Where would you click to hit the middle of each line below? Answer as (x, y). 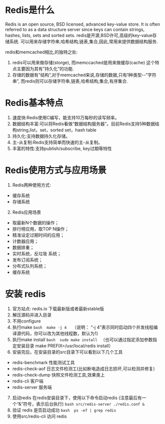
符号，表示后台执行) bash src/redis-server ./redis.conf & (84, 404)
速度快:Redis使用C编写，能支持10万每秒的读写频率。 (66, 117)
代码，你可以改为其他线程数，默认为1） (61, 333)
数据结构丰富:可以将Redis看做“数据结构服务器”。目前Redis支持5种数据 (84, 124)
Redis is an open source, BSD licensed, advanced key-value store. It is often (83, 24)
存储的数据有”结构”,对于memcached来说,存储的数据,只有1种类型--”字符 (84, 75)
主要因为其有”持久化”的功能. (45, 69)
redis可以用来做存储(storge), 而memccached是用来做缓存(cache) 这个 (83, 62)
